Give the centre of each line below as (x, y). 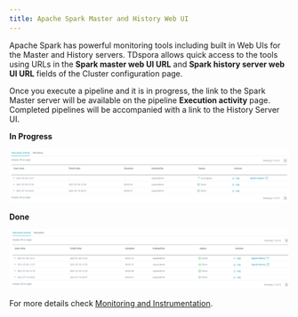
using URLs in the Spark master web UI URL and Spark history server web (147, 64)
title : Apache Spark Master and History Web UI (99, 19)
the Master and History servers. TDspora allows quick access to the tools (144, 54)
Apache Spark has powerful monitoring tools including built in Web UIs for (145, 45)
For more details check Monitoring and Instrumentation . (111, 303)
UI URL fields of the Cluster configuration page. (96, 73)
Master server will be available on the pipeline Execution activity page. (140, 100)
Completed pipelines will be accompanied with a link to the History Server (145, 109)
